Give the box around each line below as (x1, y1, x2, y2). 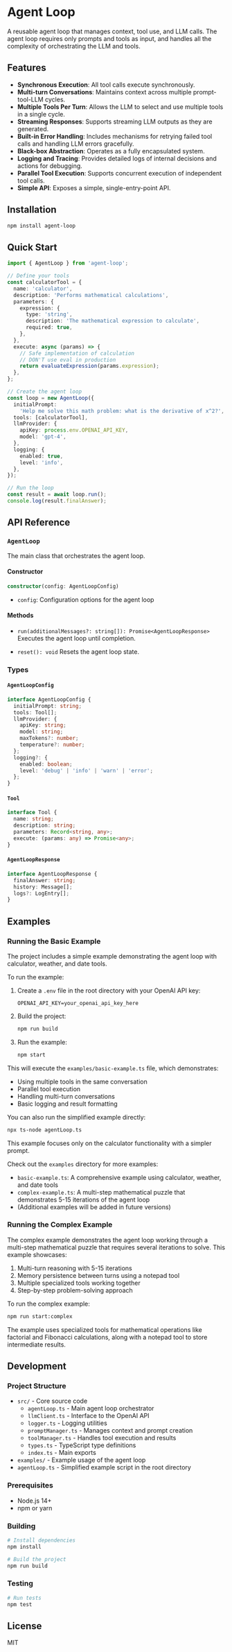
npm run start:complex (7, 1313, 73, 1320)
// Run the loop (7, 484, 54, 491)
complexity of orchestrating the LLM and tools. (7, 42, 141, 50)
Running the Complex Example (7, 1220, 113, 1229)
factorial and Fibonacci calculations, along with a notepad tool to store (7, 1333, 208, 1341)
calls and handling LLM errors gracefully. (17, 140, 134, 148)
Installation (7, 204, 57, 216)
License (7, 1620, 42, 1632)
